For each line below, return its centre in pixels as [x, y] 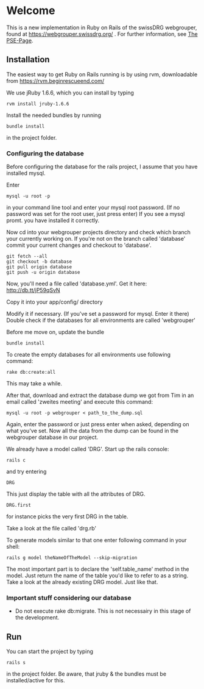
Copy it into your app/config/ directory [55, 302]
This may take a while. [34, 384]
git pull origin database [39, 267]
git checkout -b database [39, 262]
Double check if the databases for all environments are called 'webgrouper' [101, 320]
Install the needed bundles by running [54, 115]
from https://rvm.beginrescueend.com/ [55, 80]
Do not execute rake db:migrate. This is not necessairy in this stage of [103, 611]
